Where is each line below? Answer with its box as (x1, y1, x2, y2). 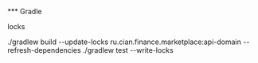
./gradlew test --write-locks (82, 46, 174, 54)
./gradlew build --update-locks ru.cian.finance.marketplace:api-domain (7, 37, 242, 46)
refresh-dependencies (7, 46, 81, 54)
